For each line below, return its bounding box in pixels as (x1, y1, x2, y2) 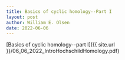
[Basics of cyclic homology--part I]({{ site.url (6, 41, 115, 48)
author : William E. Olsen (6, 19, 70, 25)
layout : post (6, 14, 38, 20)
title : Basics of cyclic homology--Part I (6, 8, 112, 15)
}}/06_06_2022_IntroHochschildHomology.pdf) (6, 48, 120, 55)
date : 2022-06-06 (6, 25, 49, 31)
